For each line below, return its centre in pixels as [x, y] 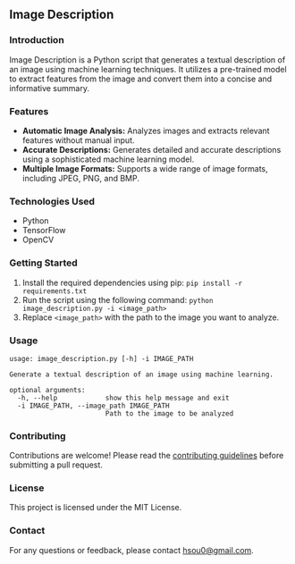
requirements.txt [55, 291]
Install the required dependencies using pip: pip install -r [132, 282]
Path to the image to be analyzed [169, 413]
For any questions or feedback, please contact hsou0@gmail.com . [132, 550]
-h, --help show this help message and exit [123, 398]
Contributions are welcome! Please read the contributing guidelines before [147, 456]
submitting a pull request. [56, 465]
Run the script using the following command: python [118, 299]
